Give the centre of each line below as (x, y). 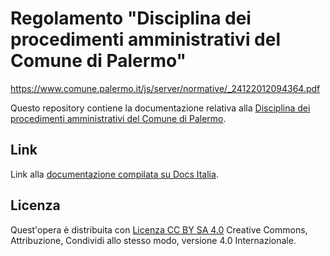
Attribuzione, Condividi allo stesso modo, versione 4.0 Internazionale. (153, 240)
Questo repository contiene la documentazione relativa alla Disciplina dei (160, 108)
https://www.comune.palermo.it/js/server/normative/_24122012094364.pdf (165, 88)
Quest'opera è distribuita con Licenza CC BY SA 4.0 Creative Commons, (159, 229)
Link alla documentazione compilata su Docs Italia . (114, 174)
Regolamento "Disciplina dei (131, 18)
